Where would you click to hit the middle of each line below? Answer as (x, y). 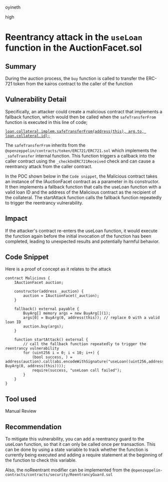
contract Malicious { (28, 278)
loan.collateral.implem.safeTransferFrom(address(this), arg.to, (74, 131)
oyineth (13, 7)
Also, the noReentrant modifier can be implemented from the (68, 470)
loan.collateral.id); (28, 136)
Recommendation (33, 427)
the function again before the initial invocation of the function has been (78, 236)
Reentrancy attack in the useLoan (74, 37)
